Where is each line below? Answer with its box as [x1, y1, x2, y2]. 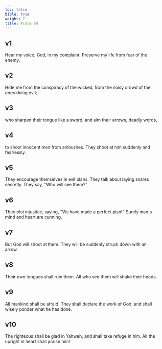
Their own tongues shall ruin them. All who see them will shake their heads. [5, 274, 157, 279]
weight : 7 [5, 16, 25, 21]
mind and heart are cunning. [5, 214, 62, 220]
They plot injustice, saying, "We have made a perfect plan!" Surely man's [5, 209, 152, 215]
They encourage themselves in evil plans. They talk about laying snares [5, 176, 149, 182]
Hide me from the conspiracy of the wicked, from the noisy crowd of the [5, 84, 151, 90]
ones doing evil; [5, 89, 38, 96]
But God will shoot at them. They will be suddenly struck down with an [5, 241, 147, 247]
